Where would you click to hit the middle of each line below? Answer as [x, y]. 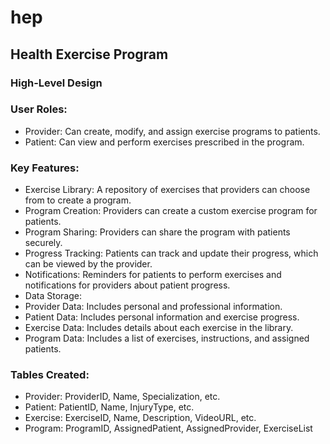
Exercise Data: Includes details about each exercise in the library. [159, 328]
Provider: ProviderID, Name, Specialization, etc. [122, 397]
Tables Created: [50, 375]
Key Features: [45, 168]
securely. [43, 243]
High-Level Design [56, 83]
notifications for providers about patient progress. [127, 285]
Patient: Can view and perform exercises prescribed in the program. [164, 142]
